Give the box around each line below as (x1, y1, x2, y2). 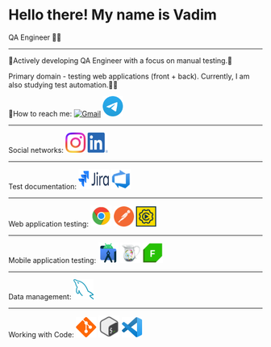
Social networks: (8, 145, 65, 154)
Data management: (8, 291, 72, 301)
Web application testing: (8, 218, 89, 228)
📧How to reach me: (8, 108, 73, 118)
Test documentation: (8, 181, 77, 191)
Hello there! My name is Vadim (8, 6, 218, 24)
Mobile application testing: (8, 255, 97, 264)
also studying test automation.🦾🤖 (8, 79, 119, 90)
